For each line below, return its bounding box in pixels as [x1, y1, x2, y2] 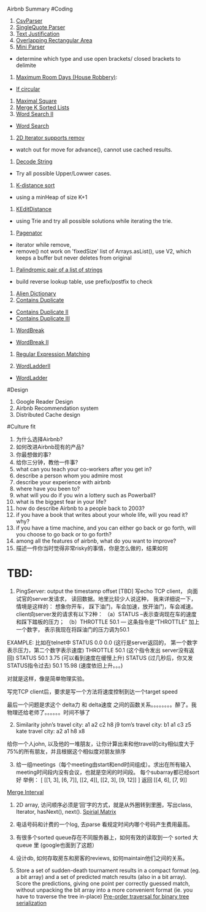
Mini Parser [15, 43, 45, 50]
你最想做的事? [15, 451, 51, 458]
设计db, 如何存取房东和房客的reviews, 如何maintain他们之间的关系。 [15, 854, 188, 862]
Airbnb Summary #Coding [7, 6, 73, 12]
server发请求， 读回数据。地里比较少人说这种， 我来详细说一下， [32, 595, 197, 602]
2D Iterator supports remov [15, 134, 85, 141]
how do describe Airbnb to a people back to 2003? [15, 504, 145, 512]
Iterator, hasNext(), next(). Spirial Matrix [15, 808, 116, 815]
